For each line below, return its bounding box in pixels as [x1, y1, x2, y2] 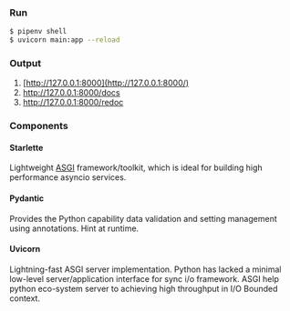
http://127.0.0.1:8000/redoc [22, 97, 124, 108]
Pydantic [9, 193, 45, 204]
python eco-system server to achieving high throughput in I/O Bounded [9, 283, 278, 294]
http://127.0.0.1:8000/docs [22, 87, 120, 98]
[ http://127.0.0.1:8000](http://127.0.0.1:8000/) [22, 77, 190, 88]
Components [9, 120, 68, 133]
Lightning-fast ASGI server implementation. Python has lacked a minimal [9, 264, 282, 275]
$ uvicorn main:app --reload [9, 35, 120, 45]
